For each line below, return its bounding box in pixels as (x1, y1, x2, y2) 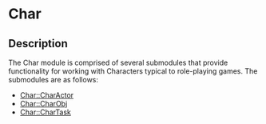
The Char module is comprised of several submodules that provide (8, 58, 228, 67)
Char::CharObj (19, 99, 68, 108)
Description (8, 37, 68, 50)
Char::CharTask (19, 107, 72, 117)
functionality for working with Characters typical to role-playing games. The (8, 66, 258, 76)
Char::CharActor (19, 90, 74, 100)
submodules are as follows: (8, 75, 98, 84)
